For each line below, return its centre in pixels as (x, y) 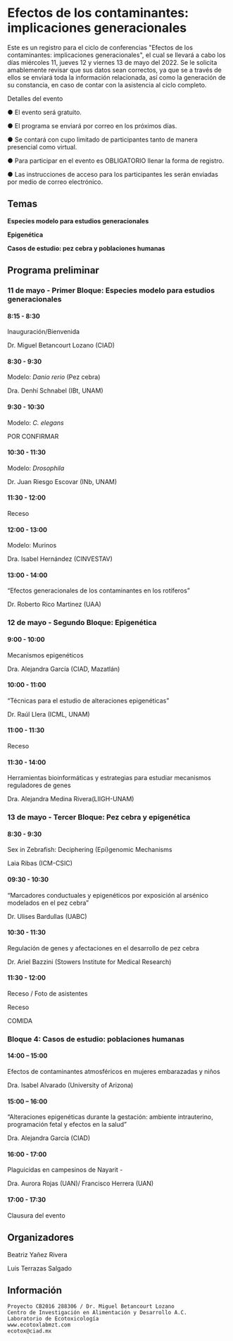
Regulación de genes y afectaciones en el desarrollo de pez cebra (103, 948)
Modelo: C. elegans (36, 422)
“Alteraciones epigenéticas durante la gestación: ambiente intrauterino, (110, 1117)
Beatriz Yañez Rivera (37, 1254)
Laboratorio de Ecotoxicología (53, 1319)
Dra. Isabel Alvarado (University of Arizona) (70, 1085)
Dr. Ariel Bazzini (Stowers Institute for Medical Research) (89, 962)
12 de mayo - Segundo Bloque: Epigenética (82, 623)
